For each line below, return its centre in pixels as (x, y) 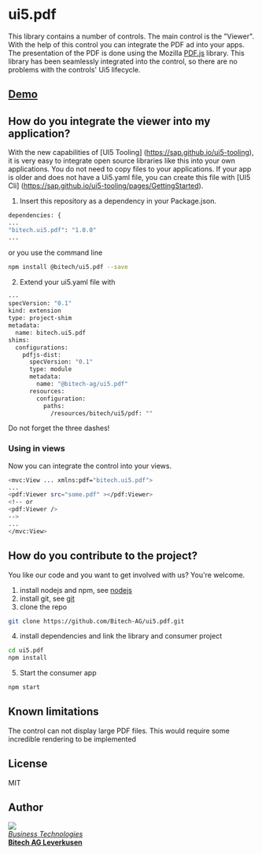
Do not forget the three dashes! (59, 428)
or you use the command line (55, 252)
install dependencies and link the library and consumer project (121, 636)
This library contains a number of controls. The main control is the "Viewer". (131, 36)
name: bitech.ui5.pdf (51, 333)
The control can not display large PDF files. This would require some (119, 731)
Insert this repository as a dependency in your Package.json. (118, 201)
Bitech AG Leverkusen (45, 842)
